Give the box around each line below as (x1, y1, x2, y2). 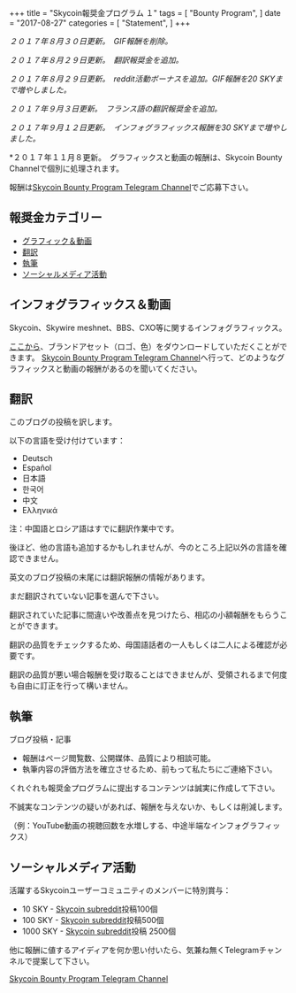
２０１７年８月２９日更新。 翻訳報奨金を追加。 (9, 55, 184, 65)
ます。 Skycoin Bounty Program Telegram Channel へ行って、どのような (16, 352, 277, 363)
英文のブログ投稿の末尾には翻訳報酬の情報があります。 (9, 572, 210, 582)
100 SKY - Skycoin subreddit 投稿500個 (21, 915, 165, 926)
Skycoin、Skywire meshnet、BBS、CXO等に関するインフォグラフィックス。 (9, 322, 287, 333)
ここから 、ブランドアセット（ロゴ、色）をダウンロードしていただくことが (9, 341, 280, 351)
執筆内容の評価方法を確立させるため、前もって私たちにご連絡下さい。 (21, 764, 277, 774)
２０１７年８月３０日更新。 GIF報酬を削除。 (9, 36, 173, 46)
